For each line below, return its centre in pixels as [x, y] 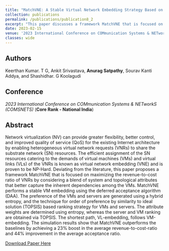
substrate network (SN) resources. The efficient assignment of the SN [78, 153]
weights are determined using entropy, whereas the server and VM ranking [83, 212]
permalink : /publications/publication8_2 [49, 19]
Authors [18, 58]
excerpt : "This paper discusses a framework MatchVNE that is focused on [84, 24]
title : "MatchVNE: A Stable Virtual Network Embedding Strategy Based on [84, 10]
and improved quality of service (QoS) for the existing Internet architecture [82, 143]
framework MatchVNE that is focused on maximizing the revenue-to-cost [81, 175]
